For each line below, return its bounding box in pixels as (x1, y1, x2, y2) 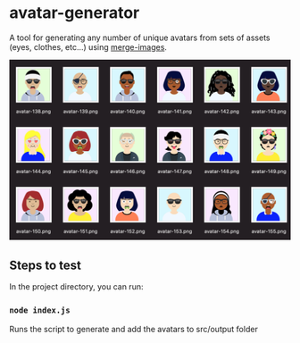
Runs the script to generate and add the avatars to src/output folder (9, 324, 259, 335)
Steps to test (9, 257, 82, 272)
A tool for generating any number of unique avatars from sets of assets (9, 32, 271, 43)
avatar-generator (9, 3, 140, 23)
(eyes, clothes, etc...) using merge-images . (9, 41, 168, 52)
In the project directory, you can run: (9, 281, 144, 292)
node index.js (9, 305, 71, 315)
